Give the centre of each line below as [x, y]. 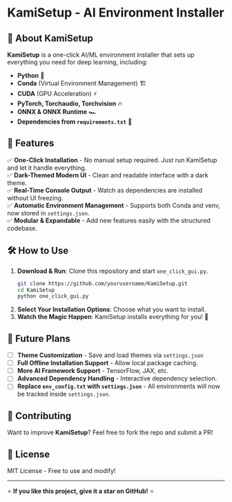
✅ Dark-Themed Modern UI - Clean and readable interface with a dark [108, 175]
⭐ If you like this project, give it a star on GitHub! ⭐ [81, 491]
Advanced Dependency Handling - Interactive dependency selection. [117, 378]
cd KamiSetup [36, 290]
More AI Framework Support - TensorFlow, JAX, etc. [93, 371]
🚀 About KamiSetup [50, 38]
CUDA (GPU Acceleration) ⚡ [57, 94]
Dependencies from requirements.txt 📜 [75, 122]
